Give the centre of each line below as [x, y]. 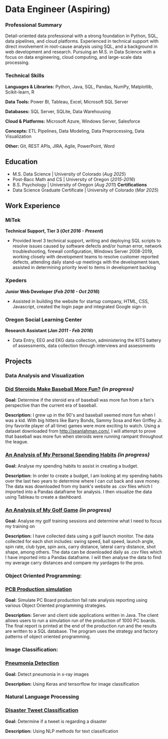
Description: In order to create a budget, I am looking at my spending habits [84, 476]
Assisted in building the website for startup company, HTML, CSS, [81, 301]
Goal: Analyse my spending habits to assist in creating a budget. [72, 466]
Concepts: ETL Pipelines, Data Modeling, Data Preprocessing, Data [75, 131]
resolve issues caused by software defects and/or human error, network [87, 246]
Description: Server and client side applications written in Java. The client [82, 615]
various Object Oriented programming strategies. [56, 606]
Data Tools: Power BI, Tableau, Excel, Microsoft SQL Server [67, 102]
